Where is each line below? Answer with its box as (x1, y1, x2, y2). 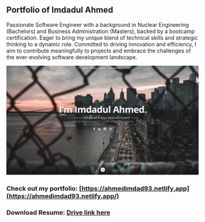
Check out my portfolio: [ (6, 184, 82, 193)
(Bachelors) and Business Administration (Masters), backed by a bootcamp (6, 27, 195, 35)
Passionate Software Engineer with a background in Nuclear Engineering (6, 21, 189, 28)
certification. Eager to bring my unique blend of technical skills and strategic (6, 34, 198, 41)
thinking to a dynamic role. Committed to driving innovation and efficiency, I (6, 40, 196, 48)
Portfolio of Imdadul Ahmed (6, 5, 113, 15)
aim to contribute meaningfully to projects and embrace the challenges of (6, 47, 191, 54)
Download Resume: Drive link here (6, 209, 111, 217)
